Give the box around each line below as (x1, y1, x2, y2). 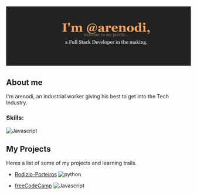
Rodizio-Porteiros (14, 171, 57, 178)
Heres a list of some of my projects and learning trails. (6, 159, 137, 167)
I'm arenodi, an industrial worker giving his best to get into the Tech (6, 93, 169, 100)
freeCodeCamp (14, 182, 52, 189)
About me (6, 77, 43, 87)
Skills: (6, 114, 25, 122)
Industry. (6, 99, 28, 106)
